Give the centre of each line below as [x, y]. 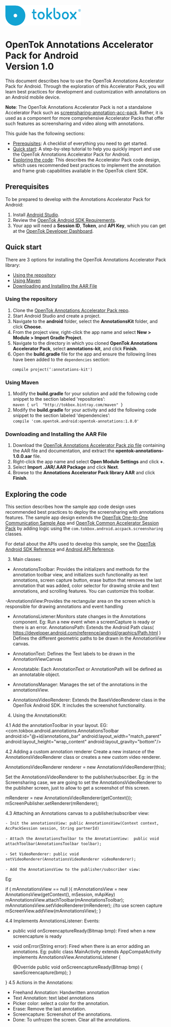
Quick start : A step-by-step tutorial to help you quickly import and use [87, 148]
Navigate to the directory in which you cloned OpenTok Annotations [85, 343]
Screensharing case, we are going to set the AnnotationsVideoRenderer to [84, 782]
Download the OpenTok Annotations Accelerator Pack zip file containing [89, 445]
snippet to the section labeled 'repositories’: [59, 399]
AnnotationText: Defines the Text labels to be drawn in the [74, 654]
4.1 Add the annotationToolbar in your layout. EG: [57, 725]
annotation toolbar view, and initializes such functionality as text [80, 575]
